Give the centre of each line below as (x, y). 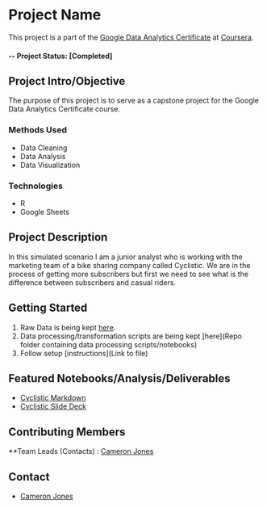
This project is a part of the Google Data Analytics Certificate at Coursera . (131, 37)
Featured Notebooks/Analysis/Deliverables (119, 378)
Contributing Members (67, 432)
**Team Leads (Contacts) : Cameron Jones (81, 451)
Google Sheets (45, 212)
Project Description (58, 237)
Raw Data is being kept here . (68, 327)
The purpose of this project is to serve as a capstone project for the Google (134, 101)
